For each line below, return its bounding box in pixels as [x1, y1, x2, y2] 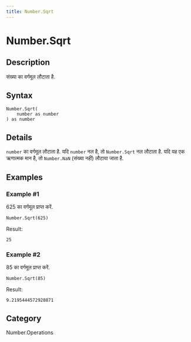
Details [6, 132, 32, 142]
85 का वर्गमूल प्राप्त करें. [6, 264, 50, 271]
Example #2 [6, 250, 41, 258]
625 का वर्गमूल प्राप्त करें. [6, 203, 53, 210]
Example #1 [6, 190, 39, 198]
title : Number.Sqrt [6, 8, 54, 15]
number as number [16, 111, 59, 117]
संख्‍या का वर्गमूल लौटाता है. [6, 73, 56, 80]
